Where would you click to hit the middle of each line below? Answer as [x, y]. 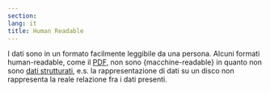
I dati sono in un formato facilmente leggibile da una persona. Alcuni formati [134, 54]
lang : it [22, 23]
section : [22, 16]
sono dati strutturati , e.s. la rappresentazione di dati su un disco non [121, 71]
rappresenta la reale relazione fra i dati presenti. [87, 79]
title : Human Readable [46, 31]
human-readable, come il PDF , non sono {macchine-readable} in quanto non [135, 62]
